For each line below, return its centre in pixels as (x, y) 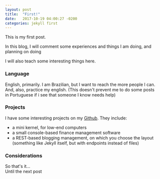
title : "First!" (23, 14)
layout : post (18, 10)
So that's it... (18, 166)
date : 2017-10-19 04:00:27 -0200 (41, 19)
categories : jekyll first (31, 23)
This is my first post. (26, 37)
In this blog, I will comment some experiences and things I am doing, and (78, 46)
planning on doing (23, 52)
